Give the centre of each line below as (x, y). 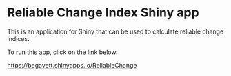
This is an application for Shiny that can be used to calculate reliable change (115, 31)
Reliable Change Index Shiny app (103, 13)
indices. (18, 38)
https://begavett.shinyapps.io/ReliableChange (72, 65)
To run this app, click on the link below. (62, 52)
